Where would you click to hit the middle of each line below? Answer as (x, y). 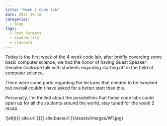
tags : (11, 29)
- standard (21, 43)
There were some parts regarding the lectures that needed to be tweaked (81, 82)
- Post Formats (26, 33)
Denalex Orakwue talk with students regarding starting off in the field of (79, 67)
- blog (17, 24)
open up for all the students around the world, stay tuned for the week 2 (80, 103)
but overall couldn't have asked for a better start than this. (65, 88)
